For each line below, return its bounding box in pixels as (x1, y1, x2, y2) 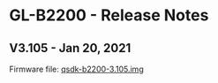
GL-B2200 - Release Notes (9, 5, 209, 26)
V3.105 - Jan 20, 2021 (9, 41, 132, 56)
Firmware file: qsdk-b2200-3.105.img (9, 64, 144, 74)
